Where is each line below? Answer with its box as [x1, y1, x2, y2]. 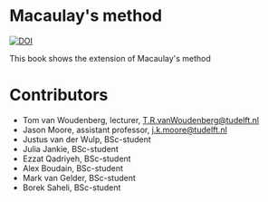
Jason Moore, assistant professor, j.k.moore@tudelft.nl [22, 124, 228, 135]
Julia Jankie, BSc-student [22, 143, 120, 154]
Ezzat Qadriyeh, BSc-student [22, 153, 131, 164]
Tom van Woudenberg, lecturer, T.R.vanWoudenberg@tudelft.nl [22, 114, 260, 125]
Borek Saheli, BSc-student [22, 182, 121, 193]
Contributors [9, 85, 109, 105]
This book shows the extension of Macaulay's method [9, 53, 211, 63]
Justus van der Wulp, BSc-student [22, 133, 151, 145]
